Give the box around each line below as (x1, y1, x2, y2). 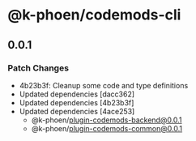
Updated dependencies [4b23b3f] (19, 97, 134, 107)
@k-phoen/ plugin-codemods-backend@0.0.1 (31, 115, 183, 125)
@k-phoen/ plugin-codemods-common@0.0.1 (31, 123, 183, 133)
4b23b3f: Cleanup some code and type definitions (19, 80, 189, 90)
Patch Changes (7, 62, 70, 74)
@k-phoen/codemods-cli (7, 6, 181, 24)
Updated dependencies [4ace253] (19, 106, 135, 116)
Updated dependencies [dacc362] (19, 89, 135, 99)
